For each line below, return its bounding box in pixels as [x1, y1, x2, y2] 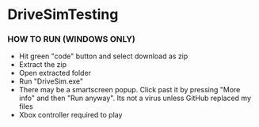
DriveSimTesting [7, 6, 119, 24]
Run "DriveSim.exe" [18, 77, 84, 86]
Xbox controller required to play [18, 110, 123, 120]
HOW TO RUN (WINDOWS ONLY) [7, 34, 135, 45]
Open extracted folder [18, 69, 92, 78]
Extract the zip [18, 60, 67, 69]
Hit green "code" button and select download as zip [18, 51, 189, 61]
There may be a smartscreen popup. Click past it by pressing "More [18, 85, 241, 95]
